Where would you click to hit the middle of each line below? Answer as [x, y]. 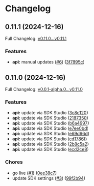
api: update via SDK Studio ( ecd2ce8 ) [50, 149]
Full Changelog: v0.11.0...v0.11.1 [36, 38]
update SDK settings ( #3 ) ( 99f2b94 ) [49, 178]
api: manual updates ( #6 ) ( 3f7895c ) [48, 62]
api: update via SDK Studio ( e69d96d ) [51, 134]
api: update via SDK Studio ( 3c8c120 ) [50, 113]
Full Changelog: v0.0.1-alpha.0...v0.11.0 [44, 90]
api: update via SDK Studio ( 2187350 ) [50, 118]
